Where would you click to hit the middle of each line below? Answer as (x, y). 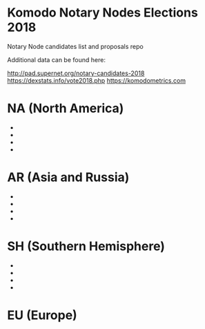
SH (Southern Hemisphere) (86, 246)
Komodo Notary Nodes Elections (102, 13)
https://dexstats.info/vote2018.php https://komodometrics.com (97, 80)
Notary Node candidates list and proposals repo (75, 46)
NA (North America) (66, 109)
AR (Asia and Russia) (68, 178)
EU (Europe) (42, 315)
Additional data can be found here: (56, 59)
